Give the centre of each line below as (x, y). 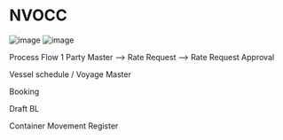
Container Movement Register (64, 126)
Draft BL (24, 108)
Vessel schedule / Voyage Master (70, 74)
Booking (24, 91)
